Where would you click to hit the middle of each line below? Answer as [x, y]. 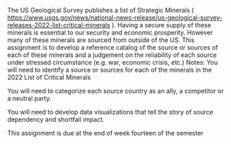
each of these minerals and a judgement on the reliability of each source [112, 55]
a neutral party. [29, 98]
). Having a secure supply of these [162, 25]
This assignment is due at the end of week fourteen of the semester [105, 133]
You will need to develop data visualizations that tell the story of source [110, 112]
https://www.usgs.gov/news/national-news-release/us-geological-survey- [115, 18]
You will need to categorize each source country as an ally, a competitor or [115, 91]
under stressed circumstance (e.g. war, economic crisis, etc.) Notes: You [113, 62]
